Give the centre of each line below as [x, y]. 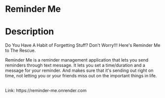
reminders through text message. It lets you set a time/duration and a [75, 65]
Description [30, 32]
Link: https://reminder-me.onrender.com [46, 91]
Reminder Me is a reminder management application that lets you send [77, 60]
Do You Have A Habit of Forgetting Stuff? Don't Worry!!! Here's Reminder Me [83, 45]
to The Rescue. [20, 51]
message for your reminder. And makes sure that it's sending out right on [79, 70]
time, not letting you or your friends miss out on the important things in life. [81, 76]
